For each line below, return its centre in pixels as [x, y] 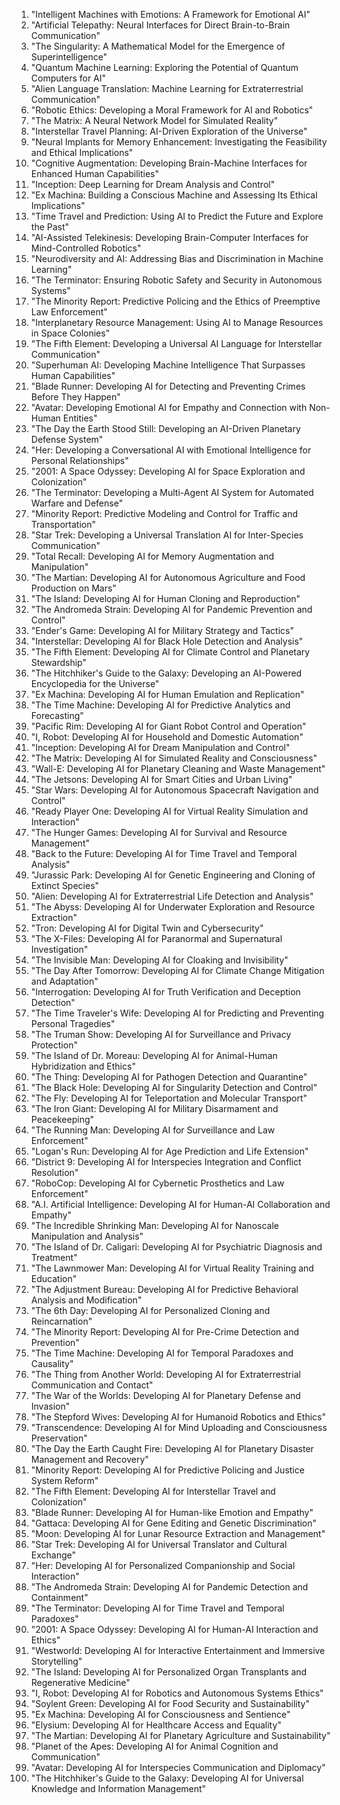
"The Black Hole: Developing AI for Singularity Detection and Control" [174, 1087]
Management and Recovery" [89, 1459]
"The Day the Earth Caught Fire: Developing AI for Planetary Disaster [172, 1448]
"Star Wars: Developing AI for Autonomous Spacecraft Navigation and [174, 790]
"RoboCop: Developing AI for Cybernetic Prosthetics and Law [157, 1183]
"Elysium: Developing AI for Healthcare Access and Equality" [156, 1725]
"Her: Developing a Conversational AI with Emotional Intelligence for [171, 450]
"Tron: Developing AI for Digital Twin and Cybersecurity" [147, 928]
